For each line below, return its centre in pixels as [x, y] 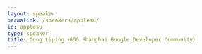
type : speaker [28, 33]
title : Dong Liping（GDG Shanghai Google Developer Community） [103, 40]
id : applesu [25, 27]
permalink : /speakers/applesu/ [53, 20]
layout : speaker [31, 14]
